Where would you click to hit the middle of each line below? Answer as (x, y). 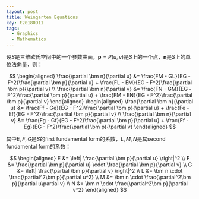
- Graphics (25, 34)
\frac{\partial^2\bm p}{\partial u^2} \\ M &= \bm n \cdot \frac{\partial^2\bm (100, 177)
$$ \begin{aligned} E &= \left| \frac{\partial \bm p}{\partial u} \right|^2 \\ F (100, 158)
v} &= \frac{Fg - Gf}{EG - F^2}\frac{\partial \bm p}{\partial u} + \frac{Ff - (100, 120)
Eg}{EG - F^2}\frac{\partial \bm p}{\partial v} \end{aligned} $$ (100, 127)
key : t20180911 (25, 23)
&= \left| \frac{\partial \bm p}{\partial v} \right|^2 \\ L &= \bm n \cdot (100, 171)
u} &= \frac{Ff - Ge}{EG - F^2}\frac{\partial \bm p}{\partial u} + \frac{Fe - (100, 108)
